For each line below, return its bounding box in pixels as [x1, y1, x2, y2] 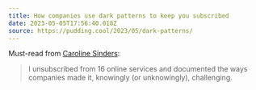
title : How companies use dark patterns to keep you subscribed [8, 11, 229, 20]
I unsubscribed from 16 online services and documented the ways [27, 64, 248, 74]
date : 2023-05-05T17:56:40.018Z [8, 19, 117, 27]
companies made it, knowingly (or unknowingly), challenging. [27, 73, 233, 83]
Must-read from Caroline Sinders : [8, 49, 120, 59]
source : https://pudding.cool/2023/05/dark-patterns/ [8, 27, 194, 35]
